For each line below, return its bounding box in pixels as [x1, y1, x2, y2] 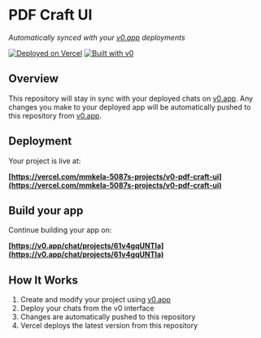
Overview [8, 71, 59, 86]
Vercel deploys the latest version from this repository [20, 321, 198, 331]
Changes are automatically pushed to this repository [20, 312, 196, 322]
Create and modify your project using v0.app [20, 295, 171, 305]
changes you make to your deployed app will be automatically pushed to [8, 102, 251, 111]
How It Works [8, 273, 79, 287]
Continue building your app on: [8, 225, 112, 235]
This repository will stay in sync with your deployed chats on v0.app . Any [8, 93, 254, 103]
